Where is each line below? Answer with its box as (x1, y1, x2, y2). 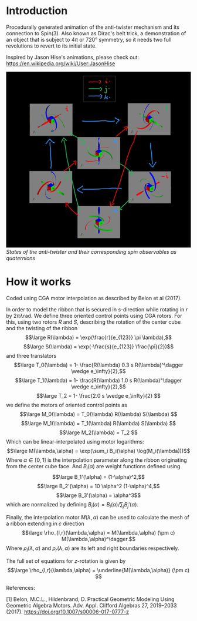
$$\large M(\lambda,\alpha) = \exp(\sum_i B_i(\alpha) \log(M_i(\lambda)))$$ (6, 448, 191, 455)
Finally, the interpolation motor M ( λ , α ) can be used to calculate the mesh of (6, 513, 189, 521)
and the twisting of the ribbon (6, 325, 78, 332)
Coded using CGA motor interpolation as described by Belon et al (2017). (6, 295, 182, 302)
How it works (6, 275, 72, 288)
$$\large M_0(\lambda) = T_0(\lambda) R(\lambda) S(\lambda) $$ (19, 411, 178, 418)
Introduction (6, 4, 68, 18)
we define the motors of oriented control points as (6, 401, 127, 409)
